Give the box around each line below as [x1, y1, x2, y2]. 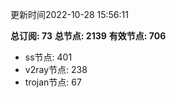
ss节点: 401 [24, 51, 73, 63]
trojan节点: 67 [24, 76, 82, 88]
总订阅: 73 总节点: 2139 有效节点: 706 [10, 30, 167, 42]
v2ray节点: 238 [24, 64, 88, 75]
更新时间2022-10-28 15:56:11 [10, 9, 129, 20]
